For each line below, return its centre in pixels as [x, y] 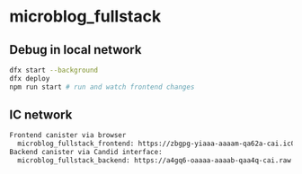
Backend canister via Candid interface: [86, 152]
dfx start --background [54, 70]
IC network [41, 115]
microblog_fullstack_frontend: [76, 144]
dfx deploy [30, 78]
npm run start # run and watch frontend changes [102, 87]
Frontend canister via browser [68, 135]
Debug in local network [75, 50]
